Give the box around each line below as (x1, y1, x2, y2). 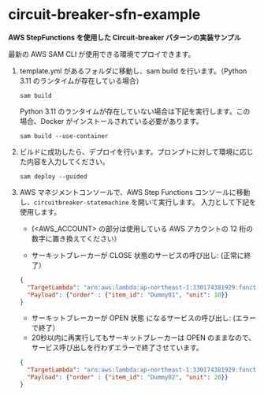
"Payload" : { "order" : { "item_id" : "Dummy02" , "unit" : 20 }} (27, 373, 229, 382)
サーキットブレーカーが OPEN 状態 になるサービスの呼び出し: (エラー (31, 313, 257, 323)
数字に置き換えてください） (31, 233, 121, 243)
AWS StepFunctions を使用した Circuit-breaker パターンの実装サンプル (8, 32, 242, 42)
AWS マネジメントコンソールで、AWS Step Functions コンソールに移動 (19, 187, 251, 196)
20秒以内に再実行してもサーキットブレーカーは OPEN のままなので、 (31, 333, 256, 342)
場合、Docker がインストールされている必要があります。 (19, 116, 203, 125)
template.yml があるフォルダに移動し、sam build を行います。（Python (19, 65, 247, 76)
